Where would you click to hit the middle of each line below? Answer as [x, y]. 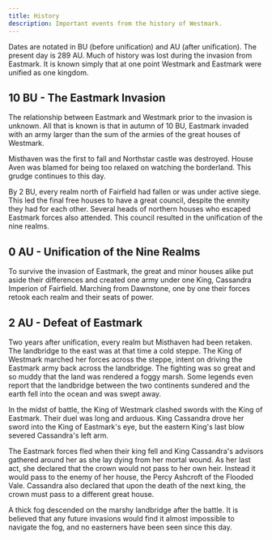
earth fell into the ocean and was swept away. [85, 393]
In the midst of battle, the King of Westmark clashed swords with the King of [136, 409]
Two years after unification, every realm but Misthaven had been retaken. [130, 342]
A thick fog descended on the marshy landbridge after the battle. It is [123, 510]
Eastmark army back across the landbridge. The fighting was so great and [132, 368]
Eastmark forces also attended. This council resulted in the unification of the [136, 218]
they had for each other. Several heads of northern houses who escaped [130, 209]
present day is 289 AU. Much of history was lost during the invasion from [130, 55]
